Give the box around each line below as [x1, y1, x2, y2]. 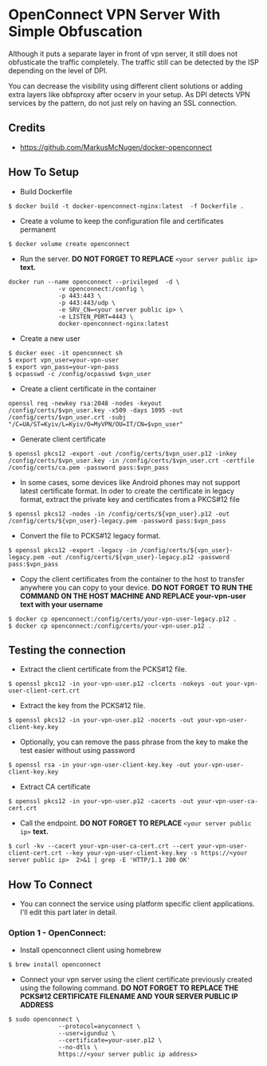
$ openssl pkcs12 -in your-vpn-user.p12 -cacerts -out [8, 798, 194, 805]
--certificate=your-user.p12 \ [58, 1037, 162, 1044]
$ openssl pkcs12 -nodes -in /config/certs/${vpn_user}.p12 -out [8, 510, 230, 518]
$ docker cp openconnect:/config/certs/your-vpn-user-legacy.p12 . [8, 615, 238, 623]
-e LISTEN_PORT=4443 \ [58, 312, 134, 320]
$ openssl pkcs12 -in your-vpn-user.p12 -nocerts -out [8, 716, 194, 724]
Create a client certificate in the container [19, 384, 157, 394]
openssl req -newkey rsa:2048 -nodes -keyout [8, 399, 162, 407]
